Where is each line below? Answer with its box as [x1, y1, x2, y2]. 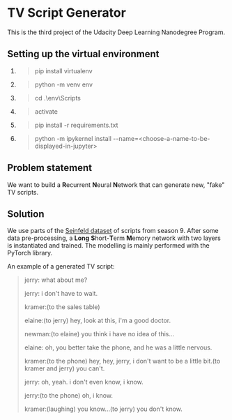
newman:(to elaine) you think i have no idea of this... [24, 330, 175, 338]
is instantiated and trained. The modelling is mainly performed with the [7, 241, 210, 250]
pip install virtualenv [34, 66, 93, 75]
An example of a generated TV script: [7, 262, 115, 271]
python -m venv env [34, 80, 93, 89]
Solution [7, 208, 45, 220]
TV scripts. [7, 188, 39, 196]
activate [34, 107, 58, 116]
